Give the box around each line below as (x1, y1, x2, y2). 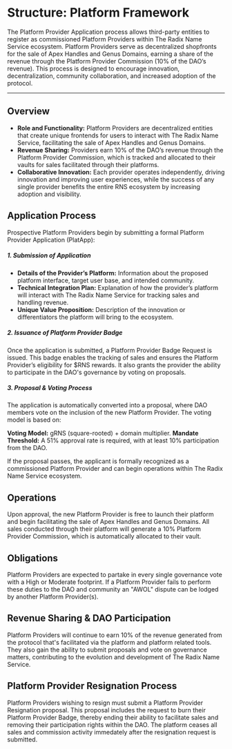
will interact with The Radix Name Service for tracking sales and (17, 291, 200, 299)
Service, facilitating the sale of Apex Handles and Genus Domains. (17, 138, 206, 146)
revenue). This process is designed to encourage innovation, (7, 64, 180, 72)
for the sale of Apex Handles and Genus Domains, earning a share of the (7, 50, 214, 58)
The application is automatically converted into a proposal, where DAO (7, 401, 208, 409)
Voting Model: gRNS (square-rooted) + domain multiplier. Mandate (7, 429, 199, 438)
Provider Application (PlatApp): (7, 235, 95, 244)
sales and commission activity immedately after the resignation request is (7, 728, 216, 736)
